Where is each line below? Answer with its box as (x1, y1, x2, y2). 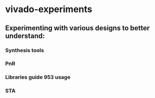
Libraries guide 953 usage (5, 74, 70, 81)
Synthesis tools (5, 46, 44, 54)
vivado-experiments (5, 4, 93, 15)
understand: (5, 31, 45, 40)
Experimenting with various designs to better (5, 24, 150, 32)
